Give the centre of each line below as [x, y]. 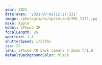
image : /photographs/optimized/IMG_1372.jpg [51, 19]
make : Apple [17, 23]
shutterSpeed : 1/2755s [28, 42]
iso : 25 [13, 46]
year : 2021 [16, 10]
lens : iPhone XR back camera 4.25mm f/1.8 [49, 50]
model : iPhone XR [23, 28]
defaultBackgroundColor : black [37, 55]
